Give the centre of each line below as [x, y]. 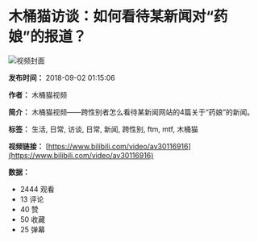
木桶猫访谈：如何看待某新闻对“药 [118, 17]
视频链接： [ [29, 146]
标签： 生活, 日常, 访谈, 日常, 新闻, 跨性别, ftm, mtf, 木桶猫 [104, 129]
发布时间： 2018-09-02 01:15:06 [62, 77]
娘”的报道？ [48, 37]
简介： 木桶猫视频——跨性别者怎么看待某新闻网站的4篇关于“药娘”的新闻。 [131, 112]
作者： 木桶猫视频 [37, 94]
